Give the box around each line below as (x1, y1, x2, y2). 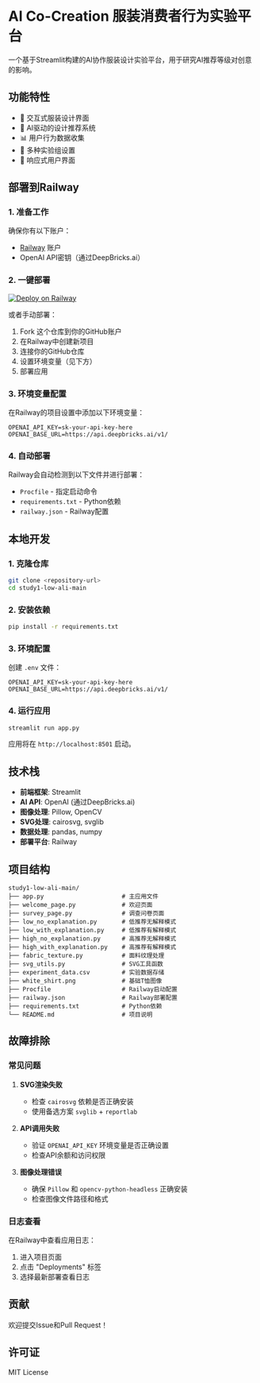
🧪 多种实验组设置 (19, 145, 75, 155)
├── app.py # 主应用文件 (8, 893, 159, 901)
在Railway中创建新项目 (19, 336, 94, 346)
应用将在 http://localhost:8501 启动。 (8, 739, 136, 749)
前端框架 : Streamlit (19, 788, 82, 797)
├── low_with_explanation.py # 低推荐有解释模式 (8, 927, 177, 935)
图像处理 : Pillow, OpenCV (19, 808, 103, 817)
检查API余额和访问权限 (31, 1150, 105, 1160)
